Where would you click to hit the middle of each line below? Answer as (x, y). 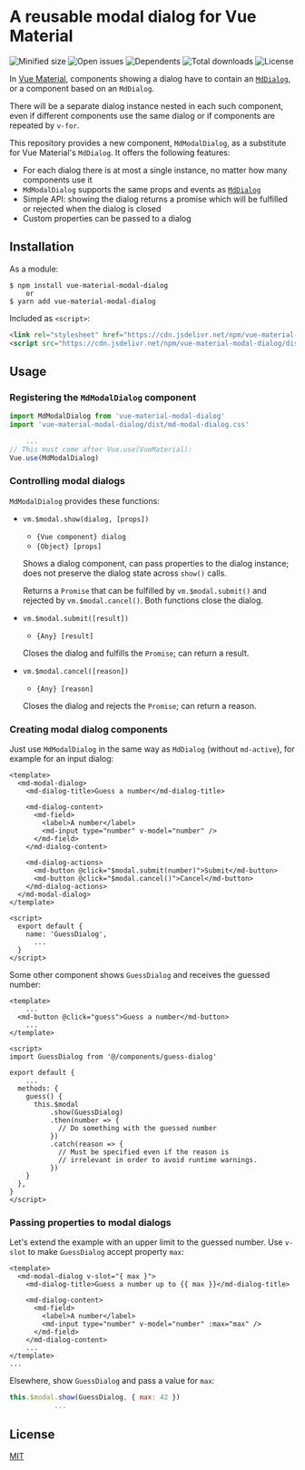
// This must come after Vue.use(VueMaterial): (101, 449)
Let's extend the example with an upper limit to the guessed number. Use (146, 1242)
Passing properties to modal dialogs (90, 1223)
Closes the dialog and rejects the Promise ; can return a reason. (139, 705)
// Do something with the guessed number (138, 1129)
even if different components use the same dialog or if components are (142, 115)
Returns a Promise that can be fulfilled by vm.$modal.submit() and (145, 590)
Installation (42, 247)
